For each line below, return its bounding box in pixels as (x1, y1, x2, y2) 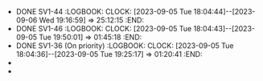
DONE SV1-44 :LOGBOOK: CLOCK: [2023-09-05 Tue (15, 7, 192, 16)
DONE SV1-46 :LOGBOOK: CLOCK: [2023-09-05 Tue (15, 24, 192, 33)
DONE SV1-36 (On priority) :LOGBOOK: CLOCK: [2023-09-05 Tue (15, 41, 235, 51)
